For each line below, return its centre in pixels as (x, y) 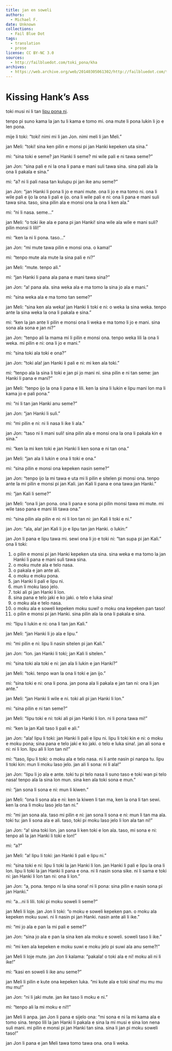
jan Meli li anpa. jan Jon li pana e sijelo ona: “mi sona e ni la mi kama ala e (83, 1017)
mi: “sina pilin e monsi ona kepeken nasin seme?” (57, 468)
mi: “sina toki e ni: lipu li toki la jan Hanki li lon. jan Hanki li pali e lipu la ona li (85, 865)
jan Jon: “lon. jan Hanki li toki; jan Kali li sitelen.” (56, 653)
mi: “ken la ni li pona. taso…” (35, 237)
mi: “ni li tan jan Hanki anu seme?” (42, 403)
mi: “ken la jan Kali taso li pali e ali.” (43, 728)
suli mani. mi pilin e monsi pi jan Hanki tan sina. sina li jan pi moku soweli (82, 1027)
